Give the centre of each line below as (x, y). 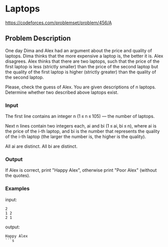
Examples (18, 189)
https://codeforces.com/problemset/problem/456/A (58, 23)
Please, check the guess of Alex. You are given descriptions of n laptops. (81, 87)
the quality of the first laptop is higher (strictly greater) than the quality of (81, 72)
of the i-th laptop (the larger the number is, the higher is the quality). (76, 137)
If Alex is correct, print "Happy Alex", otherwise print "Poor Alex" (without (81, 170)
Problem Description (38, 38)
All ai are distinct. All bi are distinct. (41, 147)
